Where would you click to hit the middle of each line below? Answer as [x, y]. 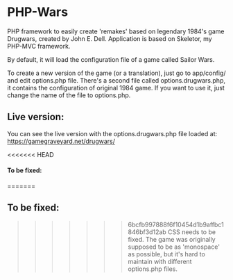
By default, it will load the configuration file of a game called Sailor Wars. [111, 59]
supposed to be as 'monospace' [174, 247]
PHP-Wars [37, 12]
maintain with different [160, 261]
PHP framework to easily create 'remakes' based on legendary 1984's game [116, 31]
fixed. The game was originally [172, 239]
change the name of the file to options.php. [69, 95]
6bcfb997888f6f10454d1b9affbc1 [176, 224]
